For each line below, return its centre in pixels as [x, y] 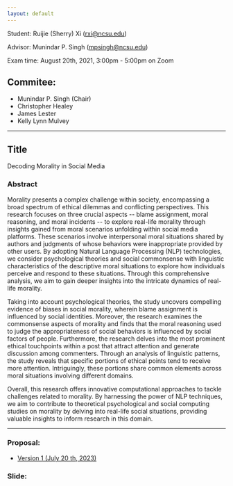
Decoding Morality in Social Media [56, 166]
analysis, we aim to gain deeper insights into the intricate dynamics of [107, 281]
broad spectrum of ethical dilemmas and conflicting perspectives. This [108, 206]
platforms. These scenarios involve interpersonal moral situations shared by [115, 236]
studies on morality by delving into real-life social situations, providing [107, 411]
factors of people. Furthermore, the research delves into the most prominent [116, 339]
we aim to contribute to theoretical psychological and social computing [109, 403]
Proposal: [24, 443]
